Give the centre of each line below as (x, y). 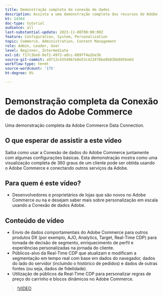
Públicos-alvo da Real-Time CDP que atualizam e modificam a (74, 253)
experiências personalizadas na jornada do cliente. (63, 248)
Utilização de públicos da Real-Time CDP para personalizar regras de (81, 274)
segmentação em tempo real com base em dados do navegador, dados (84, 258)
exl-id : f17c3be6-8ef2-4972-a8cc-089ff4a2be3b (53, 55)
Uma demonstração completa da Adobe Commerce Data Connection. (75, 125)
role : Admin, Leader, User (32, 46)
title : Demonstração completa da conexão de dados (57, 10)
